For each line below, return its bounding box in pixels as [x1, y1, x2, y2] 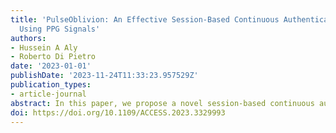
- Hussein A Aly [10, 42, 78, 53]
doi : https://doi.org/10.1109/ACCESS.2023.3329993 [10, 107, 226, 118]
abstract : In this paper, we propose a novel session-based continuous [10, 98, 315, 108]
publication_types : [10, 80, 92, 90]
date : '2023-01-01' [10, 61, 92, 71]
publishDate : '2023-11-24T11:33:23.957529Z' [10, 71, 199, 81]
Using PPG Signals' [19, 24, 101, 34]
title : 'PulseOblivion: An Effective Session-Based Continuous [10, 14, 280, 25]
